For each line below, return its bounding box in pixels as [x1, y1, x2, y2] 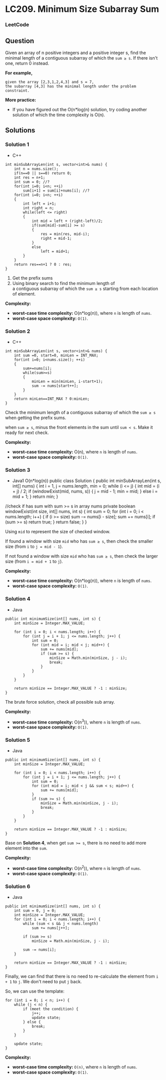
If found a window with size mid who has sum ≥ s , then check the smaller [5, 538, 154, 544]
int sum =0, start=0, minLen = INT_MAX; [14, 353, 99, 358]
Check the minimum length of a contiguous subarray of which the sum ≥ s [5, 409, 156, 415]
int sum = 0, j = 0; [14, 908, 56, 913]
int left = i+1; [23, 201, 56, 206]
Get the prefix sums [12, 275, 53, 281]
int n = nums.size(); [14, 166, 58, 171]
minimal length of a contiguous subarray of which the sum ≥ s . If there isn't [5, 55, 158, 61]
